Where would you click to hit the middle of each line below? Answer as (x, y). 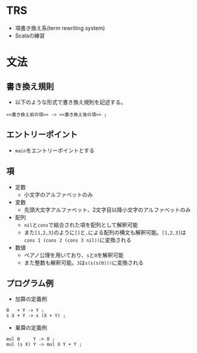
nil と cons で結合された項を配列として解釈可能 (81, 225)
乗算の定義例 (31, 328)
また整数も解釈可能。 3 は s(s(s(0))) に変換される (84, 262)
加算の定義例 (31, 299)
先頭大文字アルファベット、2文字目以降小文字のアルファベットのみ (107, 210)
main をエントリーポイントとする (55, 150)
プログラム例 (30, 283)
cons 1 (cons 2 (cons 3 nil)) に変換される (78, 240)
